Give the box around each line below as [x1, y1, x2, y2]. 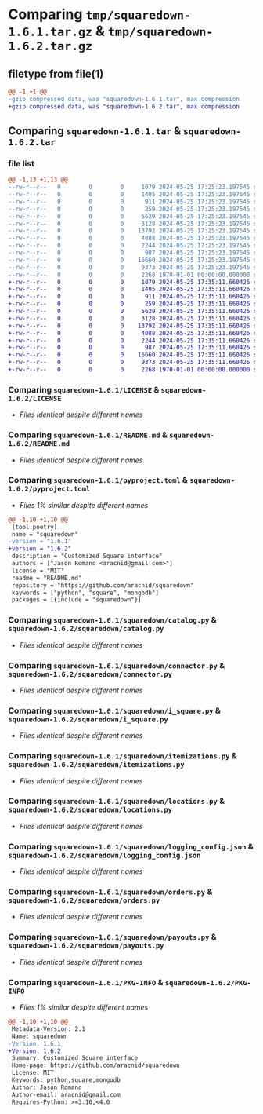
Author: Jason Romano [11, 1083, 82, 1091]
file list [8, 158, 35, 169]
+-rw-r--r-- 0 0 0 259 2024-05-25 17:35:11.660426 [8, 300, 250, 308]
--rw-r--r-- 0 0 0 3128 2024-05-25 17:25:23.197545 [8, 220, 250, 228]
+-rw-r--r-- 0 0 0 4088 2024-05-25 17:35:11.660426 [8, 329, 250, 337]
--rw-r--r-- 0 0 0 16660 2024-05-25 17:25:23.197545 [8, 256, 250, 264]
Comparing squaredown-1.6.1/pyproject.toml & [8, 475, 189, 486]
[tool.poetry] [11, 523, 58, 531]
